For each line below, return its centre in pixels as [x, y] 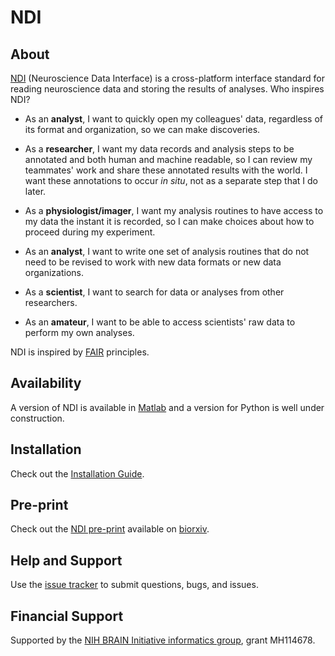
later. [35, 191]
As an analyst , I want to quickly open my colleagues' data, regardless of [174, 119]
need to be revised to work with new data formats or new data [153, 262]
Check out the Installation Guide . [77, 473]
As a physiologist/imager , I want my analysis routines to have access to [174, 210]
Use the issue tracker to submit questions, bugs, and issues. [134, 585]
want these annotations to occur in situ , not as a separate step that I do [171, 180]
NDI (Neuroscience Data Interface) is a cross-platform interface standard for [167, 78]
